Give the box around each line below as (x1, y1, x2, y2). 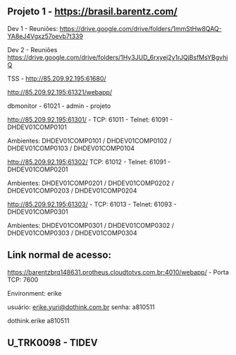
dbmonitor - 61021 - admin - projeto (7, 102, 111, 110)
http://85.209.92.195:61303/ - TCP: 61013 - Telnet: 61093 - (7, 200, 178, 208)
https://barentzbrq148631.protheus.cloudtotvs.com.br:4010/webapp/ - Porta (7, 267, 229, 276)
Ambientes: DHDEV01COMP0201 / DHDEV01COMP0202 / (7, 179, 175, 187)
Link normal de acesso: (7, 249, 111, 261)
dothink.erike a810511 (7, 316, 70, 325)
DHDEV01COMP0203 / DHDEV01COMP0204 (7, 186, 137, 195)
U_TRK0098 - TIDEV (7, 337, 98, 349)
